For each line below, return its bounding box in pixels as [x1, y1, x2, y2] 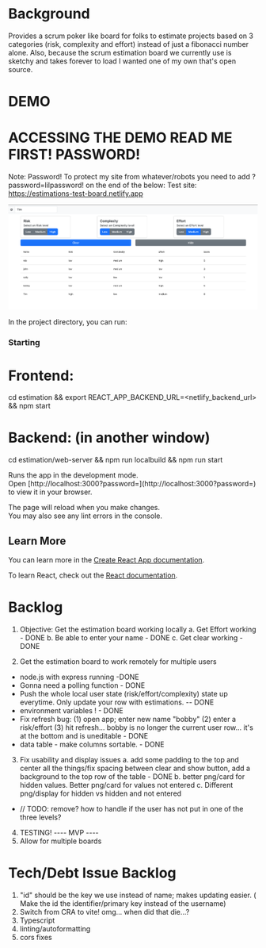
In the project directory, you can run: [8, 317, 127, 327]
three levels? [19, 812, 62, 822]
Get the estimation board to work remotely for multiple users [19, 656, 217, 666]
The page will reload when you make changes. [8, 503, 161, 512]
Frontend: [8, 367, 74, 385]
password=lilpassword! [8, 180, 85, 190]
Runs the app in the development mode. [8, 470, 139, 480]
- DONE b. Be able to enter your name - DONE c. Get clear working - [19, 632, 243, 643]
